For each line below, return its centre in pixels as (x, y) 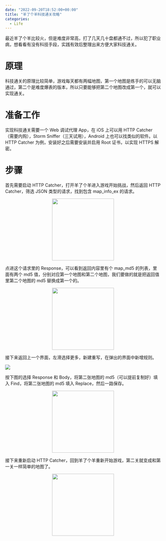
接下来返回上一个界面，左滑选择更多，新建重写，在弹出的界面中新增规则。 (81, 358)
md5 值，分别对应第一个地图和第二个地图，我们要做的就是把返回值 (91, 274)
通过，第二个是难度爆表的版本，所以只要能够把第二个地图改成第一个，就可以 (83, 87)
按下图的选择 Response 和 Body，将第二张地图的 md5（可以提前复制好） (80, 377)
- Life (16, 24)
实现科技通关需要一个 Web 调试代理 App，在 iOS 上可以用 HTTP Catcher (79, 130)
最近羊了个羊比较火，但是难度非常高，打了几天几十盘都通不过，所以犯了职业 (83, 38)
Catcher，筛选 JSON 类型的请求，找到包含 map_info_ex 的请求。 (71, 191)
